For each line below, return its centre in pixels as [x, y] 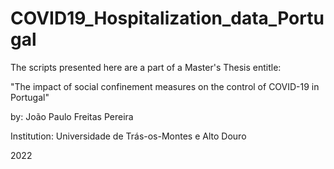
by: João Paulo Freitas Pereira [72, 116]
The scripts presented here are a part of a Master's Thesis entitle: [146, 67]
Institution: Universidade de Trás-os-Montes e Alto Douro [128, 136]
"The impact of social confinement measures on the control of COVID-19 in [165, 86]
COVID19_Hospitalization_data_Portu [167, 18]
